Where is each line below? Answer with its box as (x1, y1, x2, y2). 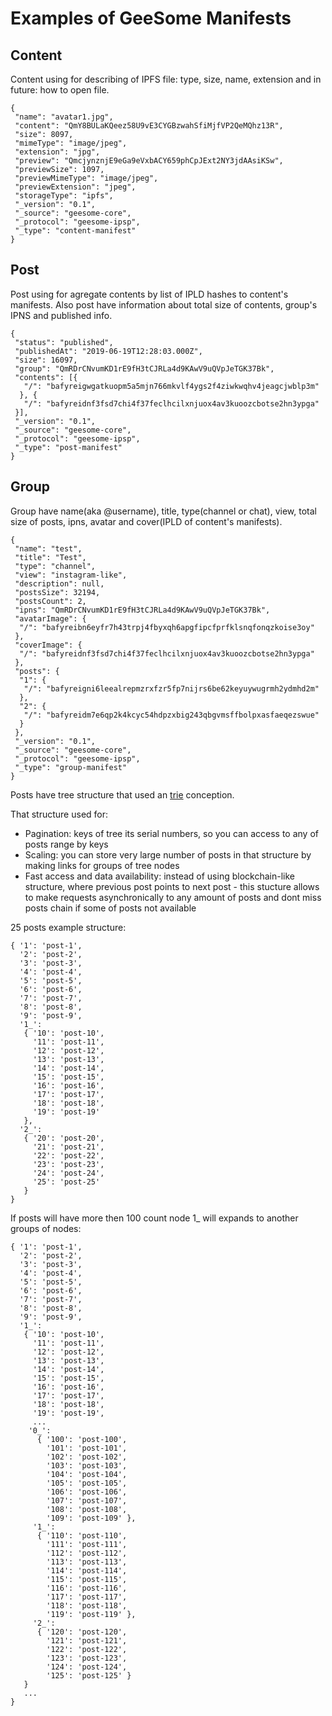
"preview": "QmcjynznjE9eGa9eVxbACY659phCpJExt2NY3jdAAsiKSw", (14, 156, 284, 166)
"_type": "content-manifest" (14, 226, 137, 236)
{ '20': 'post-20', (23, 1133, 105, 1143)
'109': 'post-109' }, (46, 1513, 137, 1523)
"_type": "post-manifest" (14, 442, 123, 452)
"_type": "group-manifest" (14, 762, 128, 772)
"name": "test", (14, 543, 83, 554)
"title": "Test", (14, 552, 87, 562)
